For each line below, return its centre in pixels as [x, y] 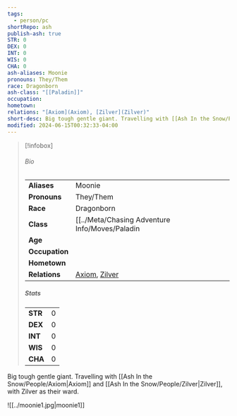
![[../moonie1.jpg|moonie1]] [46, 405]
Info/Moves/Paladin [108, 228]
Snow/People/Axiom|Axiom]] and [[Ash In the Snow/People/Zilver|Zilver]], [115, 384]
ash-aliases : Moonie [38, 73]
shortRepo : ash [30, 27]
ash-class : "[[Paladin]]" [45, 92]
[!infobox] [39, 145]
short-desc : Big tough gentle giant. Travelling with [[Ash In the [109, 118]
